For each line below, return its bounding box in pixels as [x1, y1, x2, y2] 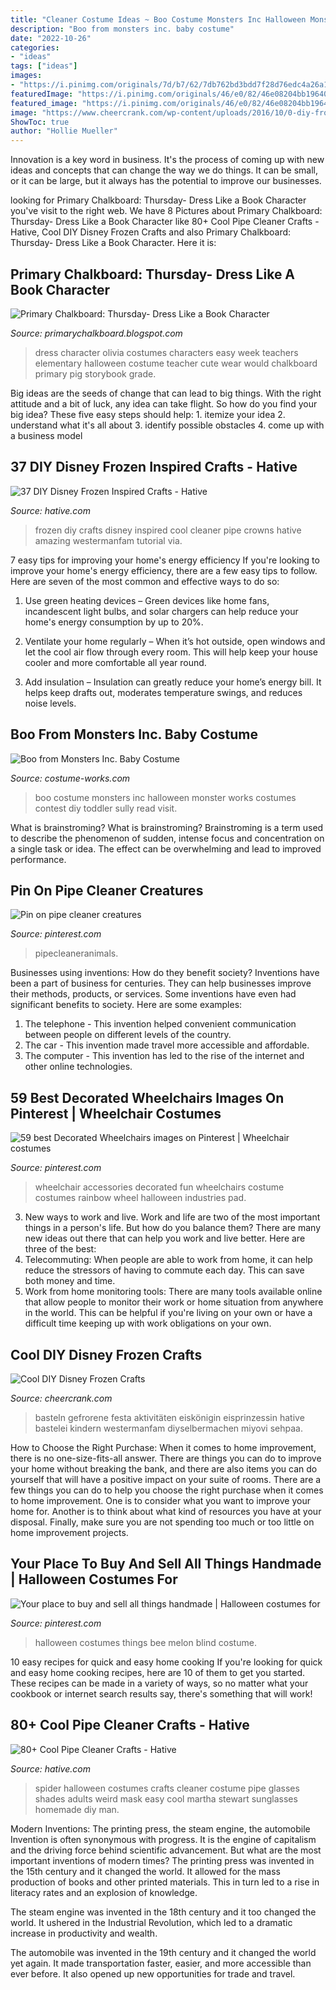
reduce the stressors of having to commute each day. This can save [24, 1264, 305, 1276]
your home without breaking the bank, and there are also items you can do [10, 1463, 318, 1475]
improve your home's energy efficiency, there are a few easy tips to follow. [10, 564, 318, 576]
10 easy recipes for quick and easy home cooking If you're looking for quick [10, 1656, 323, 1668]
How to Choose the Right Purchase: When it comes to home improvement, [10, 1442, 317, 1453]
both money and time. [24, 1275, 116, 1287]
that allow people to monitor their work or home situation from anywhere [24, 1296, 324, 1308]
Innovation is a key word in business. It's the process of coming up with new [10, 154, 325, 166]
